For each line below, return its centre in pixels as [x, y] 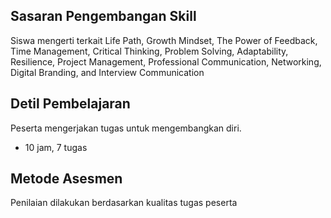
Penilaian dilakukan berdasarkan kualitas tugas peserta [124, 203]
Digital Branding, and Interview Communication [107, 72]
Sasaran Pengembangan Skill [103, 16]
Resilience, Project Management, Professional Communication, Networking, [166, 61]
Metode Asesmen [66, 179]
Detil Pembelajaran [70, 104]
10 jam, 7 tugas [56, 147]
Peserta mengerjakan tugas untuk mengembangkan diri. [126, 128]
